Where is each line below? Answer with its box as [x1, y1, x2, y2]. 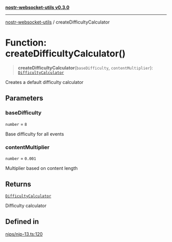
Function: [5, 37, 47, 49]
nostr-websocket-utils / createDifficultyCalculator [5, 19, 110, 25]
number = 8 [5, 121, 27, 127]
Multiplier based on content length [5, 165, 78, 171]
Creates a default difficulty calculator [5, 79, 83, 85]
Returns [5, 180, 32, 189]
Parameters [5, 94, 44, 103]
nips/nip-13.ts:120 [5, 231, 43, 237]
